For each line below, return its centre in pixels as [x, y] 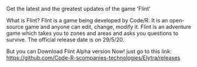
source [15, 27]
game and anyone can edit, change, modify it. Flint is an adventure [108, 27]
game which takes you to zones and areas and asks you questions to [92, 33]
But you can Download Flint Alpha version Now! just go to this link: [89, 51]
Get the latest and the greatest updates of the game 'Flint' [78, 9]
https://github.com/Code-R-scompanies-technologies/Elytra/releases [93, 58]
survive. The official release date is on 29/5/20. [65, 40]
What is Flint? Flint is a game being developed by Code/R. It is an [87, 20]
